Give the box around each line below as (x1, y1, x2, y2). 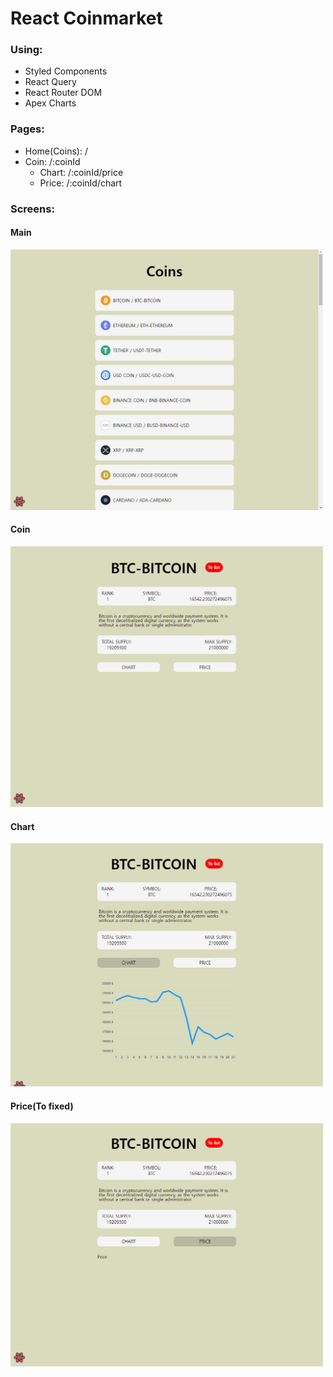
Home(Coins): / (24, 145, 88, 157)
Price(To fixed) (10, 1100, 74, 1112)
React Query (24, 76, 77, 88)
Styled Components (24, 65, 108, 77)
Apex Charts (24, 97, 77, 109)
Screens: (10, 202, 55, 216)
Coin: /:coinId (24, 155, 81, 167)
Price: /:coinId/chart (39, 177, 123, 189)
